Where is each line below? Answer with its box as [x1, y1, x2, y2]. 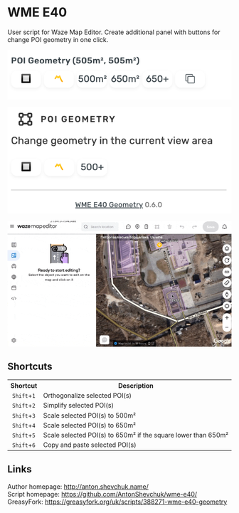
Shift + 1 [11, 391, 36, 400]
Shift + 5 [11, 431, 36, 440]
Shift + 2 [11, 401, 36, 410]
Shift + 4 [11, 421, 36, 429]
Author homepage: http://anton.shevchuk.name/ [7, 482, 149, 491]
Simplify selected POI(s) [43, 401, 115, 410]
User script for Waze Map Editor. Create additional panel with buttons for [7, 28, 221, 36]
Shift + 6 [11, 440, 36, 449]
